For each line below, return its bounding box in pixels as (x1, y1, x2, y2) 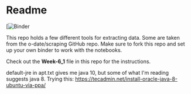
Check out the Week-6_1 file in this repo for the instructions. (6, 58, 151, 65)
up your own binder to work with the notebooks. (6, 46, 122, 53)
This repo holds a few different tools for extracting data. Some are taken (6, 34, 180, 41)
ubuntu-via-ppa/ (6, 81, 46, 88)
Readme (6, 4, 47, 17)
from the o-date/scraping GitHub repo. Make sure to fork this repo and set (6, 40, 186, 47)
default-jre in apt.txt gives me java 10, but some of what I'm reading (6, 69, 169, 76)
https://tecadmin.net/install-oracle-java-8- (75, 75, 178, 82)
